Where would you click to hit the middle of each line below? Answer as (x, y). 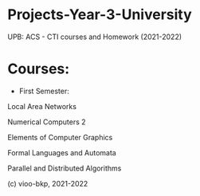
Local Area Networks (42, 106)
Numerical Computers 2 (47, 122)
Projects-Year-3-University (100, 15)
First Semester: (44, 91)
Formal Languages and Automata (62, 152)
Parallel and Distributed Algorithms (65, 168)
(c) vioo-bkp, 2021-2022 (48, 183)
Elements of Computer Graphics (60, 137)
